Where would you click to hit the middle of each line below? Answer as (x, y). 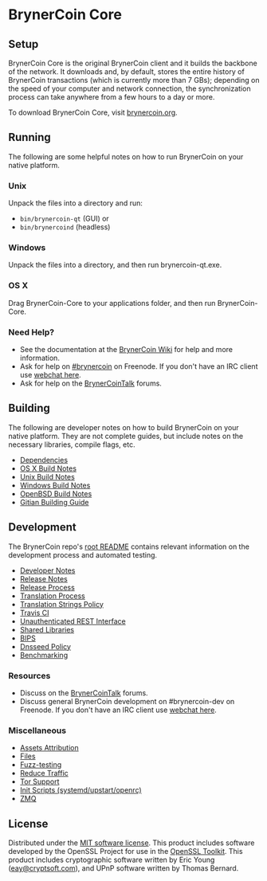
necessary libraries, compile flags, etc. (72, 444)
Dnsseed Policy (45, 646)
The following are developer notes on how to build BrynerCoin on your (124, 427)
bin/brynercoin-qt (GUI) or (64, 219)
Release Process (47, 587)
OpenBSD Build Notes (56, 493)
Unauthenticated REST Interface (73, 621)
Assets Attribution (49, 748)
